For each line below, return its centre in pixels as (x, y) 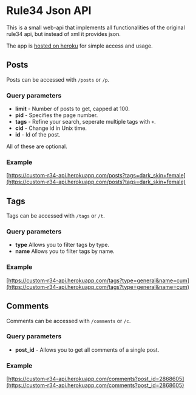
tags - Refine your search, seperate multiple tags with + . (85, 122)
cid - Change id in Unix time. (51, 128)
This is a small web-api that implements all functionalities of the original (96, 27)
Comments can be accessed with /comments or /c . (69, 321)
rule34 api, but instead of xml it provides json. (64, 34)
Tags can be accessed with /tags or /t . (56, 216)
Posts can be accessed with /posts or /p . (58, 79)
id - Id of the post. (38, 135)
